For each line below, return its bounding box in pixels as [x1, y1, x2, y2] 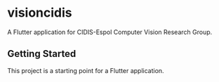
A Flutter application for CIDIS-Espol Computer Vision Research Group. [7, 28, 213, 36]
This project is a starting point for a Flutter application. [7, 66, 164, 74]
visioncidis [7, 5, 72, 21]
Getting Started [7, 48, 77, 60]
